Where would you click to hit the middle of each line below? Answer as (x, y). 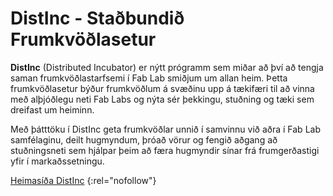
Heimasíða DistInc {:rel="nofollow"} (83, 180)
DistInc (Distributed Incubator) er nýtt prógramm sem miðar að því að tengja (167, 67)
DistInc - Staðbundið (97, 18)
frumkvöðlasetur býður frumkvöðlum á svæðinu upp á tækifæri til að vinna (162, 88)
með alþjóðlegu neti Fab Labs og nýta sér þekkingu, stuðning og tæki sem (162, 99)
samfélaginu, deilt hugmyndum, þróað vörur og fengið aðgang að (144, 139)
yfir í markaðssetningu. (57, 161)
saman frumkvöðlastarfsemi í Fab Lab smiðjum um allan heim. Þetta (149, 78)
